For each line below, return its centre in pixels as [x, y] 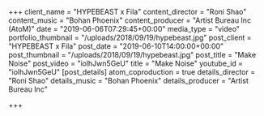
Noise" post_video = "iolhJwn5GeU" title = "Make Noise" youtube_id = [126, 63]
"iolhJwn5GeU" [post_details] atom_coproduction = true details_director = [132, 72]
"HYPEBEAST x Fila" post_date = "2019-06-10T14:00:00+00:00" [116, 46]
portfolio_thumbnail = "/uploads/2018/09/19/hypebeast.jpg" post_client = [130, 37]
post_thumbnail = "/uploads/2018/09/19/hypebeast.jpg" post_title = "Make [132, 55]
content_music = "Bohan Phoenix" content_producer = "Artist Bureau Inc [130, 20]
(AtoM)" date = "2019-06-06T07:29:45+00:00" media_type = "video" [124, 29]
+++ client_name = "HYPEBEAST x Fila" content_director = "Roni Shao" [128, 12]
